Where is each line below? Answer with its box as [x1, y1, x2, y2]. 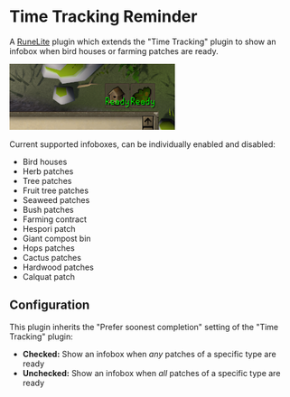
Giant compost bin [22, 233, 92, 244]
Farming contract [22, 214, 88, 225]
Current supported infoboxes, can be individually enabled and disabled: [9, 138, 276, 150]
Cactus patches [22, 252, 81, 263]
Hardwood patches [22, 262, 95, 272]
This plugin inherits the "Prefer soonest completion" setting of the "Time [9, 321, 279, 332]
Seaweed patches [22, 194, 90, 205]
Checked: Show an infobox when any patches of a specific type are [22, 348, 277, 359]
